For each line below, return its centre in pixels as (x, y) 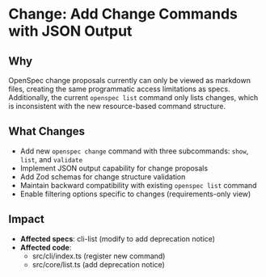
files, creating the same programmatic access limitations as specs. (119, 89)
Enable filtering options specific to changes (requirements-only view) (135, 194)
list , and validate (51, 159)
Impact (26, 219)
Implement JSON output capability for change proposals (114, 168)
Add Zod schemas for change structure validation (103, 176)
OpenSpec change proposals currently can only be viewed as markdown (129, 80)
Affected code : (46, 247)
